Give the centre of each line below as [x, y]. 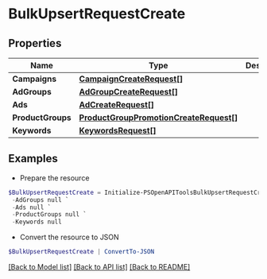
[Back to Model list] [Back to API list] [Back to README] [99, 267]
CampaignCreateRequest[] [131, 79]
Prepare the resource [54, 178]
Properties [35, 43]
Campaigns [35, 79]
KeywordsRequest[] [118, 130]
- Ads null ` [31, 207]
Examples [33, 159]
